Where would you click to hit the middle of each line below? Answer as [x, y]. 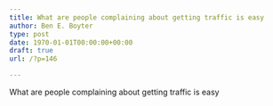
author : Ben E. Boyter [51, 26]
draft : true [31, 51]
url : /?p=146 [33, 59]
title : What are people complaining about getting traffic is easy [137, 17]
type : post [29, 34]
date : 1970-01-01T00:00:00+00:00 [71, 42]
